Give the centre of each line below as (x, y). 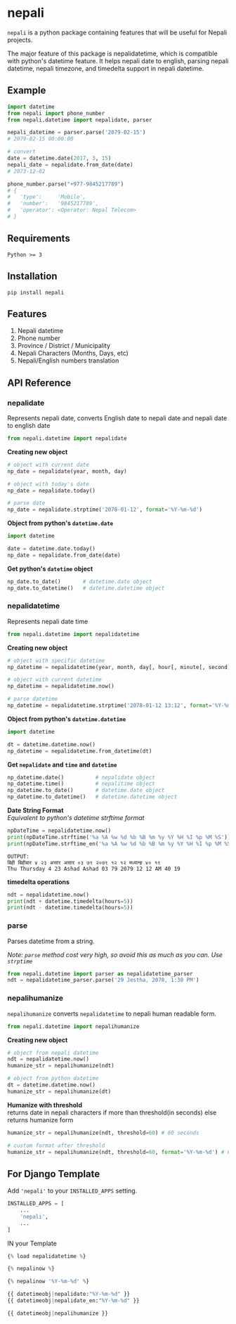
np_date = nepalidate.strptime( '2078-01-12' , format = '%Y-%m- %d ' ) (105, 510)
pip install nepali (36, 292)
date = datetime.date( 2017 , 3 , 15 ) (59, 158)
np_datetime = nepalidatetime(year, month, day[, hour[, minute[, (106, 667)
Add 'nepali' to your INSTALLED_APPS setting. (72, 1191)
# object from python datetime (53, 1079)
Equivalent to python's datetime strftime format (76, 818)
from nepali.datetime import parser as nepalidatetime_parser (100, 974)
